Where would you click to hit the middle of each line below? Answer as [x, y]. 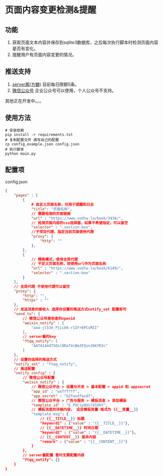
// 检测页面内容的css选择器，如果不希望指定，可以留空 [80, 223]
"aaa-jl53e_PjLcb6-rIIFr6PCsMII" [65, 327]
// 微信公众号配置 [39, 378]
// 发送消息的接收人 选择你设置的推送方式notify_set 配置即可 [70, 309]
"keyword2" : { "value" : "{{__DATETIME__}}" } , [88, 432]
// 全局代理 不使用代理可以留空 [42, 287]
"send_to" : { [27, 314]
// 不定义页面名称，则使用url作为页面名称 [69, 264]
